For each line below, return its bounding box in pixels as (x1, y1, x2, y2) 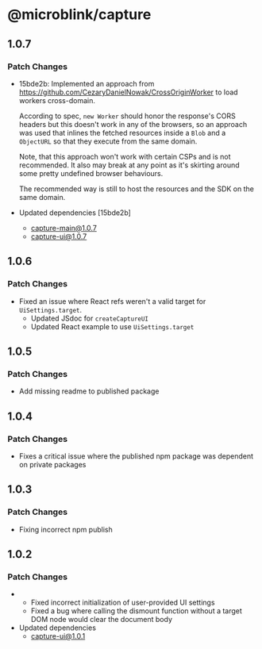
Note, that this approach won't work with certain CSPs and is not (18, 152, 231, 161)
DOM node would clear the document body (30, 615, 172, 624)
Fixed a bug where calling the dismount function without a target (30, 606, 243, 616)
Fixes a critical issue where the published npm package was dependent (18, 451, 254, 461)
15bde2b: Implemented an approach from (18, 79, 155, 88)
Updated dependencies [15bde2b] (18, 208, 132, 217)
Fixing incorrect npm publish (18, 524, 113, 534)
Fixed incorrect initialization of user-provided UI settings (30, 597, 215, 608)
